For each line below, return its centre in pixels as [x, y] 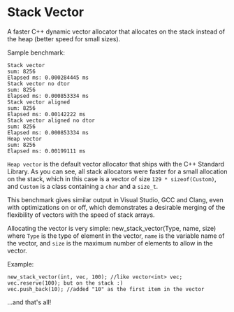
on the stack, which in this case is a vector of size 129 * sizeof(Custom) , [112, 178]
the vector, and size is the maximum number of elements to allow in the [110, 243]
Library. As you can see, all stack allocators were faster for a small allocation [117, 171]
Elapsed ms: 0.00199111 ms [46, 151]
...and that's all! [29, 302]
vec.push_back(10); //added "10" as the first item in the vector [106, 289]
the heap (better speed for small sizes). [64, 38]
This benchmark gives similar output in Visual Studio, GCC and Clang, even [115, 199]
